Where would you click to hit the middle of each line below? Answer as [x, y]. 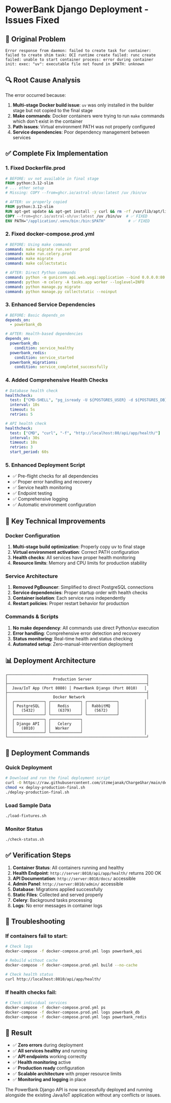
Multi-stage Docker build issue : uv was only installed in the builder [83, 105]
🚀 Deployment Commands [48, 753]
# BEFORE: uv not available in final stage [52, 179]
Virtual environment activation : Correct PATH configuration [76, 552]
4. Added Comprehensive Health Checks [57, 380]
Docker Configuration [33, 535]
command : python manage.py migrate [43, 287]
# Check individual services [36, 1003]
